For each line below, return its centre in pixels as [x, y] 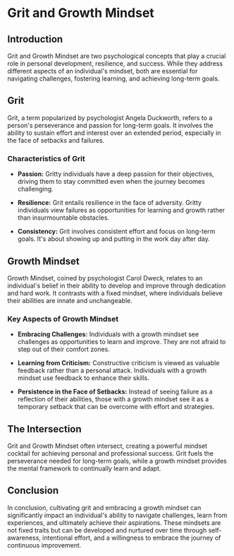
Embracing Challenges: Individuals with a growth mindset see [108, 334]
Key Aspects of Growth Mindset [63, 319]
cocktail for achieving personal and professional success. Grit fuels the [110, 454]
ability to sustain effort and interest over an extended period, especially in [114, 133]
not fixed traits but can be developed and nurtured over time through [107, 530]
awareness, [24, 538]
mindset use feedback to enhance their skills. [83, 378]
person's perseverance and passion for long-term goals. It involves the [110, 125]
